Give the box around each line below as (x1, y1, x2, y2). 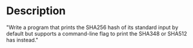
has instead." (6, 36, 39, 43)
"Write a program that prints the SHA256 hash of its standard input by (6, 24, 179, 31)
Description (6, 4, 66, 18)
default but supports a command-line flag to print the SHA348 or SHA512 (6, 30, 188, 37)
